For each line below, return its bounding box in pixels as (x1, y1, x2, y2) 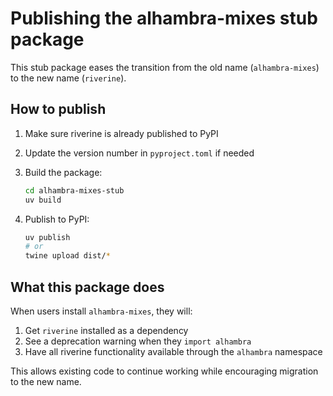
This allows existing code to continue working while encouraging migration (10, 365, 319, 377)
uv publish (24, 232, 71, 242)
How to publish (10, 101, 107, 118)
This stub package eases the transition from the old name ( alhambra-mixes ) (10, 61, 320, 73)
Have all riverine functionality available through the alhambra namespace (24, 345, 323, 357)
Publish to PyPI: (24, 213, 90, 225)
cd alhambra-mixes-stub (24, 185, 125, 196)
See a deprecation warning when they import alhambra (24, 335, 252, 347)
